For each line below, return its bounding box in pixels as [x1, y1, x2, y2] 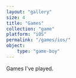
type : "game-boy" [17, 48, 60, 54]
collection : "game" [6, 25, 55, 32]
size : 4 [6, 15, 26, 21]
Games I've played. [6, 65, 54, 72]
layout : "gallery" [6, 8, 52, 15]
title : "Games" [6, 20, 44, 26]
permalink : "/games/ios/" [6, 37, 71, 43]
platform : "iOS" [6, 31, 47, 37]
